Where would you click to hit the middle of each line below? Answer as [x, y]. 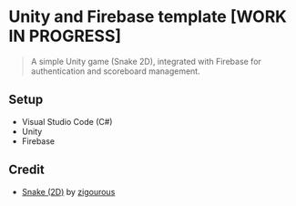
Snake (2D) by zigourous [68, 191]
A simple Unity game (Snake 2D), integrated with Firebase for [146, 61]
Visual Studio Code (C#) [67, 121]
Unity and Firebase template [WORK [148, 17]
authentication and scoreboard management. [116, 71]
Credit [26, 170]
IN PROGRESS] [65, 36]
